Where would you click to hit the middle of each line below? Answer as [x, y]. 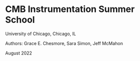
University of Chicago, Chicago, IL [41, 33]
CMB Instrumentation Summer [70, 9]
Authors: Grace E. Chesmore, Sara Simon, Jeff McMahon [64, 43]
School [20, 20]
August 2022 [19, 53]
